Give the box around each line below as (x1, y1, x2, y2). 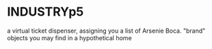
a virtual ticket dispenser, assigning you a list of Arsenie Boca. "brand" (7, 27, 206, 35)
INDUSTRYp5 (7, 4, 84, 20)
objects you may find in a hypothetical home (7, 33, 132, 42)
